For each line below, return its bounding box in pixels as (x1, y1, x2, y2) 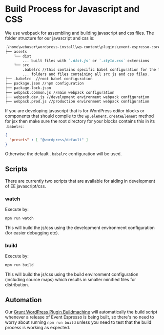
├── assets (5, 49, 27, 54)
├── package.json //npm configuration (5, 81, 84, 86)
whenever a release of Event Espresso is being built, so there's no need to (5, 314, 155, 320)
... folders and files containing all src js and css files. (22, 72, 150, 77)
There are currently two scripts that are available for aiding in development (5, 178, 155, 184)
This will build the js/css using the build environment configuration (5, 272, 139, 277)
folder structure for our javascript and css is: (5, 35, 95, 41)
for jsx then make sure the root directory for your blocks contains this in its (5, 118, 155, 124)
